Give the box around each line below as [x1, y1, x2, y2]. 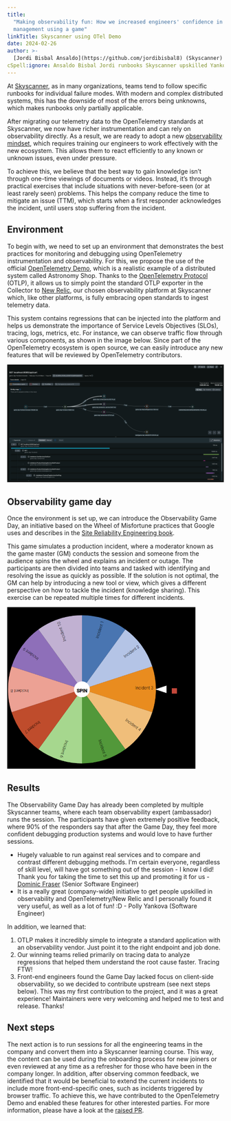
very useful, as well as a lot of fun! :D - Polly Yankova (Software [16, 902, 197, 910]
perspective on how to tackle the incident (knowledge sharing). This [7, 586, 201, 594]
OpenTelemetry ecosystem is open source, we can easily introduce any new [7, 343, 223, 352]
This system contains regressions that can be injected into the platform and [7, 314, 221, 322]
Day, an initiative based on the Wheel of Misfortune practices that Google [7, 521, 215, 530]
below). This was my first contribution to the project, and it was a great [16, 987, 218, 996]
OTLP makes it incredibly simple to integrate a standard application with [16, 936, 221, 944]
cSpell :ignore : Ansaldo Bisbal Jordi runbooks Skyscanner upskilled [7, 62, 208, 69]
